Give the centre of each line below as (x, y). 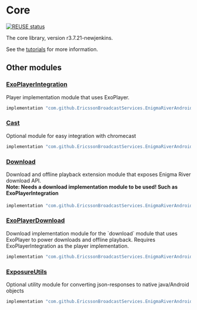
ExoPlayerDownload (35, 221)
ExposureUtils (27, 272)
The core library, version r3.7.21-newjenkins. (60, 38)
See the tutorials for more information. (52, 49)
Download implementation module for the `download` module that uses (92, 233)
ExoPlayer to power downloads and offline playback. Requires (81, 240)
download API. (24, 180)
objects (15, 291)
